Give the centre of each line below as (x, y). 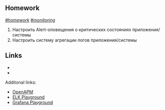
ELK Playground (29, 97)
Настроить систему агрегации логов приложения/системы (74, 40)
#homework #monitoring (30, 20)
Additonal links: (21, 82)
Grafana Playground (33, 102)
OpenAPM (23, 92)
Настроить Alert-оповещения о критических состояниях (72, 30)
